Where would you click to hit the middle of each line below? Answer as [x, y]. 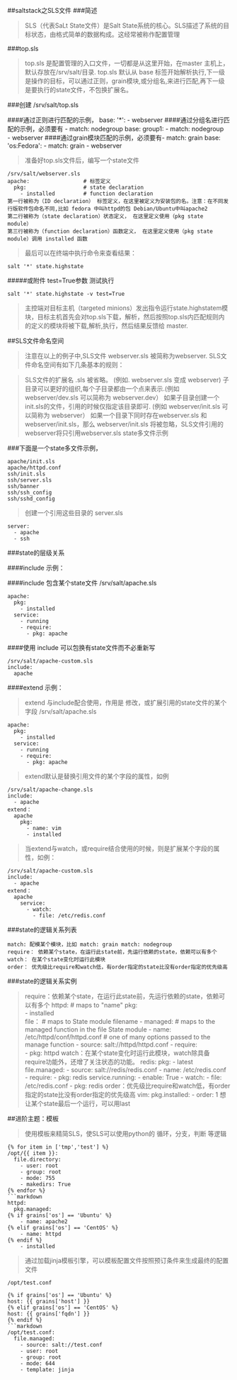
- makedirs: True [46, 1184]
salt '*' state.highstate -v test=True [66, 294]
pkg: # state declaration [79, 187]
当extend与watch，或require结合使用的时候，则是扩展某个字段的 [119, 849]
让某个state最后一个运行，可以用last [77, 1103]
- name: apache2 [44, 1222]
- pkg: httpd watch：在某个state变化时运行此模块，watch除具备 [117, 1053]
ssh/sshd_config [31, 499]
